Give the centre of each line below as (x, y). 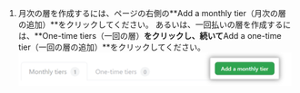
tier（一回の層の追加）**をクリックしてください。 (112, 47)
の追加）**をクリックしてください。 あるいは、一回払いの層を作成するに (154, 24)
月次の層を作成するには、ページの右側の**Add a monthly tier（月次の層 (152, 13)
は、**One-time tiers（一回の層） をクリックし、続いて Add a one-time (150, 36)
